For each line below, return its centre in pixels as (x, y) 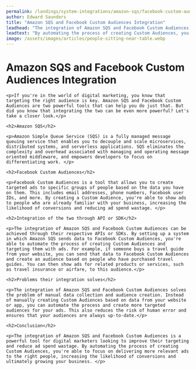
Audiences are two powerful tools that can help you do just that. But (95, 106)
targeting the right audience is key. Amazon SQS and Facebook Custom (94, 101)
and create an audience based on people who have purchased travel (90, 259)
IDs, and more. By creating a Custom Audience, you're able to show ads (96, 198)
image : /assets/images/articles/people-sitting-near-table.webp (86, 39)
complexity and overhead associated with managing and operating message (98, 152)
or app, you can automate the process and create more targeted (86, 305)
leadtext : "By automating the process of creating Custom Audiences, (92, 33)
